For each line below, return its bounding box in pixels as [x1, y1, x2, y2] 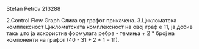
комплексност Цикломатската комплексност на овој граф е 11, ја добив [6, 24, 194, 30]
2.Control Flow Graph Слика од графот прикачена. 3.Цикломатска [6, 17, 177, 24]
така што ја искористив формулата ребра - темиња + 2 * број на [6, 30, 175, 37]
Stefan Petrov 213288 [6, 5, 61, 12]
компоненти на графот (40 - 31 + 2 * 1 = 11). [6, 36, 120, 43]
